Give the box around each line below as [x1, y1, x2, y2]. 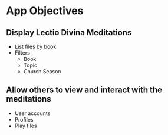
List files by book [14, 43, 57, 50]
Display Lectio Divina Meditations [6, 28, 132, 38]
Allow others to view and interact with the [6, 85, 163, 95]
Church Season [23, 68, 61, 75]
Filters [14, 49, 31, 56]
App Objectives [6, 4, 84, 18]
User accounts [14, 110, 51, 117]
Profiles [14, 116, 34, 123]
